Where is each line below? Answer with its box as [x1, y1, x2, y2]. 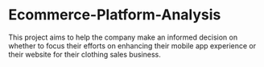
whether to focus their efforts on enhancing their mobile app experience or [8, 40, 257, 50]
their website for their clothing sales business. [8, 49, 161, 59]
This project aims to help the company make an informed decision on [8, 32, 238, 42]
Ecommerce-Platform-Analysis [8, 6, 221, 24]
